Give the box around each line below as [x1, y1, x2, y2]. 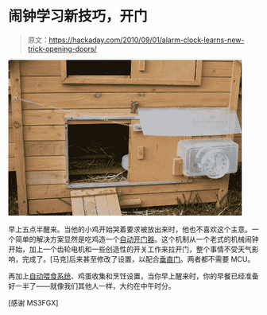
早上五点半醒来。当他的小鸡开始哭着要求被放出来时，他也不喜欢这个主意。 [8, 224, 252, 234]
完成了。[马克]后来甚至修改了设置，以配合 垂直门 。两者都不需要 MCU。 [21, 254, 255, 263]
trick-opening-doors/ [27, 44, 97, 53]
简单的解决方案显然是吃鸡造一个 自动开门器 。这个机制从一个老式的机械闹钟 [14, 234, 259, 243]
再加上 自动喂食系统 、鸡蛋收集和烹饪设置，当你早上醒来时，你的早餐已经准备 [8, 271, 259, 281]
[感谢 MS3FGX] [8, 297, 59, 307]
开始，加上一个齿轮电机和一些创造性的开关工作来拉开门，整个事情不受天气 [8, 244, 252, 254]
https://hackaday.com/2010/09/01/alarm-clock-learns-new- [48, 35, 245, 45]
